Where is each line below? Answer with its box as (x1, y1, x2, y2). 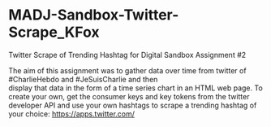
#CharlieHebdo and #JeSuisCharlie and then (8, 74, 158, 84)
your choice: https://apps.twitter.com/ (8, 108, 135, 119)
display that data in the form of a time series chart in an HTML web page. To (8, 83, 264, 93)
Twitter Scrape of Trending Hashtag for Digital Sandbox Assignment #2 (8, 50, 247, 59)
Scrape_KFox (8, 23, 100, 42)
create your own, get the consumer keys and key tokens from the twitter (8, 91, 250, 101)
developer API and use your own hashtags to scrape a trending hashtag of (8, 100, 257, 110)
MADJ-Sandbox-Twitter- (8, 6, 179, 24)
